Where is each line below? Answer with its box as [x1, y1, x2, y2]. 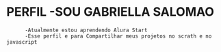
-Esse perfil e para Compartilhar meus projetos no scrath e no [24, 32, 212, 40]
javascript [6, 38, 38, 45]
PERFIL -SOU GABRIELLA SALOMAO [6, 4, 215, 20]
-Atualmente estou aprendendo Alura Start [24, 27, 148, 34]
